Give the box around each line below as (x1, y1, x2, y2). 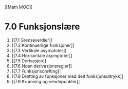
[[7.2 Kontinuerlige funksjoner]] (11, 42, 74, 48)
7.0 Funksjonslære (4, 21, 80, 32)
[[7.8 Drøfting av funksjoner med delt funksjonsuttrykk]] (11, 73, 124, 79)
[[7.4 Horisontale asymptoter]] (11, 53, 73, 58)
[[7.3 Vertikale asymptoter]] (11, 47, 67, 53)
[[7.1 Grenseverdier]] (11, 37, 53, 43)
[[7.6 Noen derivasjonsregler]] (11, 63, 72, 69)
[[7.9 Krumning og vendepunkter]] (11, 78, 80, 84)
